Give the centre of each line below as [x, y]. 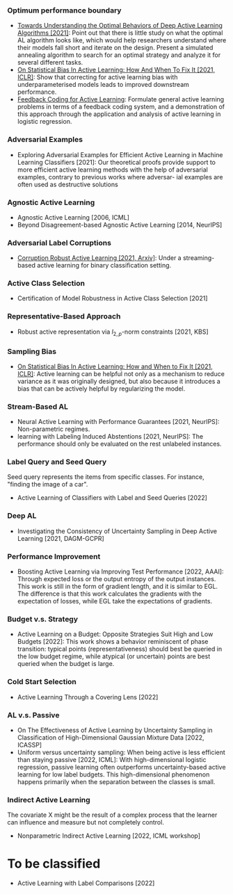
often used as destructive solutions [67, 184]
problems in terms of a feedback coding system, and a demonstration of [121, 107]
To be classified [54, 864]
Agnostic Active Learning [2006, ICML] [73, 217]
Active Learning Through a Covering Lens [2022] [88, 697]
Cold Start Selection [42, 682]
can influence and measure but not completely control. [86, 822]
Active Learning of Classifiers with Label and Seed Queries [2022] [112, 498]
